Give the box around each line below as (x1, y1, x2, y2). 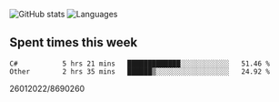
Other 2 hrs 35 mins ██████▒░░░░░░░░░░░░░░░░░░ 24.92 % (9, 66, 271, 76)
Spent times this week (9, 35, 138, 50)
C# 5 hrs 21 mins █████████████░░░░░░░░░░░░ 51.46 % (9, 59, 271, 68)
